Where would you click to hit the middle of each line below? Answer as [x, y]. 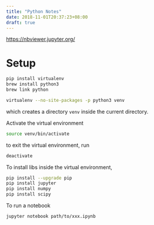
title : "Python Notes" [34, 11]
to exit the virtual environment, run [48, 145]
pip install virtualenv [35, 79]
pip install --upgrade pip [39, 178]
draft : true [21, 22]
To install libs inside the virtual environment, [59, 167]
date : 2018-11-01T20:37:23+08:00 [47, 17]
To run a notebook [29, 206]
